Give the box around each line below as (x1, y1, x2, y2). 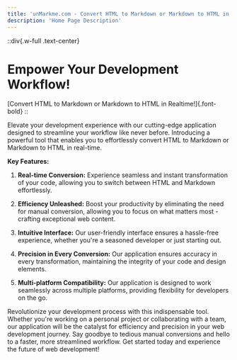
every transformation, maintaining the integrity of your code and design (17, 257, 226, 266)
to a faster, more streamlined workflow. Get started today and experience (7, 337, 221, 346)
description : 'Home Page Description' (7, 17, 122, 24)
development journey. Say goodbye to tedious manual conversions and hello (7, 330, 230, 339)
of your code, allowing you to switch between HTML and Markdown (17, 179, 216, 187)
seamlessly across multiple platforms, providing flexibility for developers (17, 286, 229, 295)
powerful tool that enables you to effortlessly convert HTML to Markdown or (7, 136, 229, 145)
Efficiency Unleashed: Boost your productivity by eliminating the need (17, 200, 224, 208)
